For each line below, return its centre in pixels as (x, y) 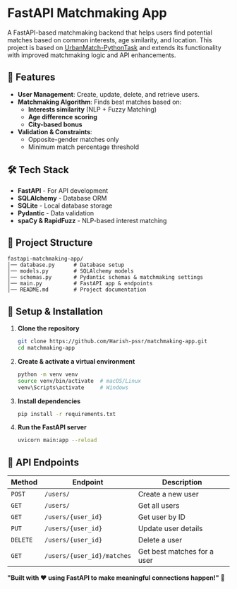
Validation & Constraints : (55, 131)
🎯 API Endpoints (43, 462)
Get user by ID (162, 517)
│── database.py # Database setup (66, 265)
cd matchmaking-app (46, 348)
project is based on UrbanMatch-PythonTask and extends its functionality (114, 47)
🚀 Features (31, 77)
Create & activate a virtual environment (76, 361)
